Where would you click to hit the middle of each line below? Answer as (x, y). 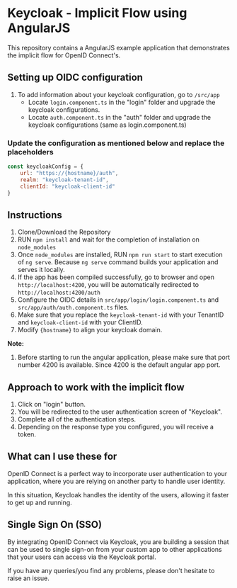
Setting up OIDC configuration (75, 78)
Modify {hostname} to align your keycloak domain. (90, 330)
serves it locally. (41, 270)
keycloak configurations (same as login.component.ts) (107, 125)
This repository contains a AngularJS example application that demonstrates (118, 47)
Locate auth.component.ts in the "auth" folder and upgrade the (120, 117)
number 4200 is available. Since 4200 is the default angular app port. (119, 365)
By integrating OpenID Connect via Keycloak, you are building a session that (118, 542)
